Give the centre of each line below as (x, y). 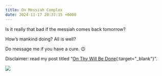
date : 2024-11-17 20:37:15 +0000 (41, 15)
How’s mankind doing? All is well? (41, 39)
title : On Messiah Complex (34, 10)
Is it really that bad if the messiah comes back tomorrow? (66, 29)
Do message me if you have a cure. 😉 (45, 49)
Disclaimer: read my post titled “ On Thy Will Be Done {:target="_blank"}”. (81, 58)
